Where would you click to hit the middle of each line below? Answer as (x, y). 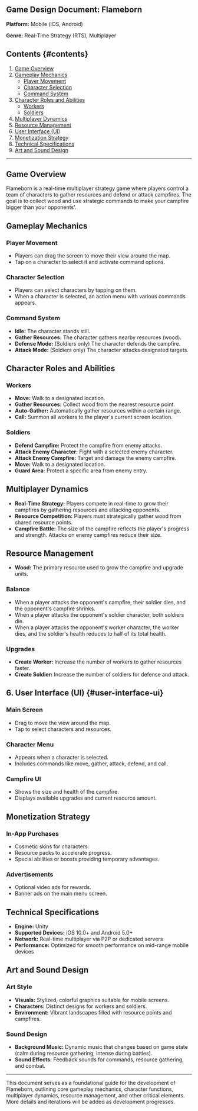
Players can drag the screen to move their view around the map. (93, 256)
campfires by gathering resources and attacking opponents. (88, 510)
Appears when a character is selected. (62, 757)
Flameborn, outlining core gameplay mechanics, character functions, (90, 1089)
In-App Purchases (33, 833)
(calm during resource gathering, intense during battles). (83, 1053)
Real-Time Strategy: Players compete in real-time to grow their (92, 503)
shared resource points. (43, 522)
